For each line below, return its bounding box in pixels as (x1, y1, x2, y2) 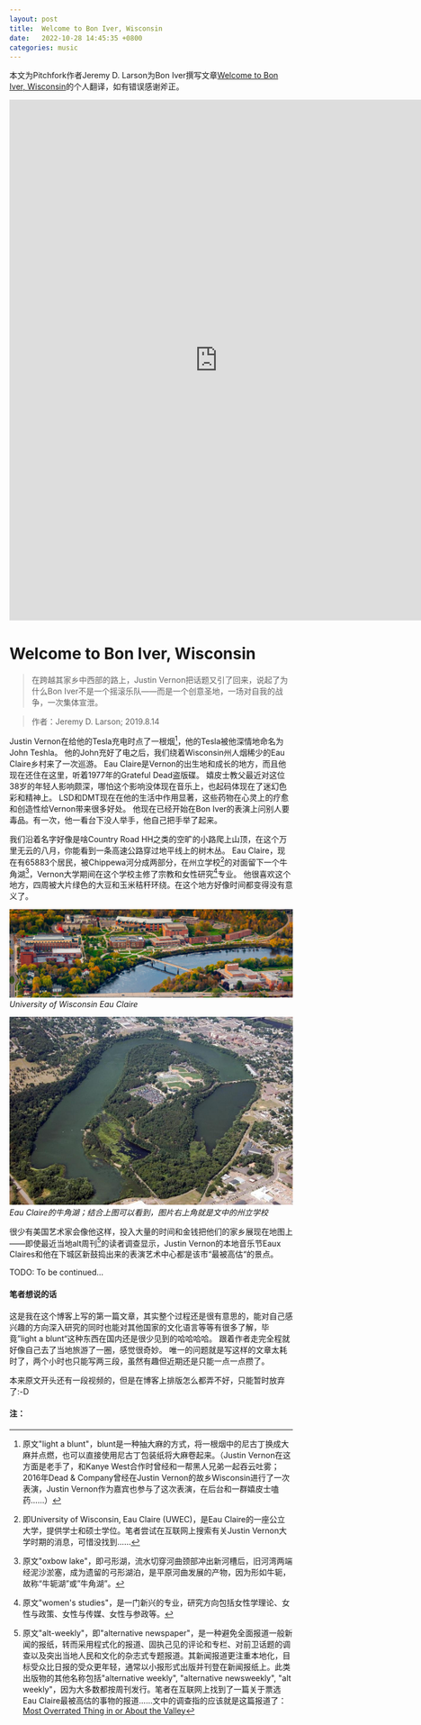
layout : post (9, 14, 58, 23)
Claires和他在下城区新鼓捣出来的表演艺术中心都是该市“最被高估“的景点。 (9, 1248, 279, 1260)
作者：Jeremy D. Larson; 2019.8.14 (31, 716, 160, 727)
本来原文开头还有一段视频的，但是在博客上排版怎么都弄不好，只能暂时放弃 (9, 1375, 285, 1385)
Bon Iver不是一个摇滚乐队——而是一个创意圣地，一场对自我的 (47, 685, 276, 697)
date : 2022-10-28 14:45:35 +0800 (9, 33, 143, 42)
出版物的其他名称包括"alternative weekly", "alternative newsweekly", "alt (22, 1672, 291, 1684)
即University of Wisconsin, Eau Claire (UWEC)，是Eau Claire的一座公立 (22, 1513, 286, 1524)
